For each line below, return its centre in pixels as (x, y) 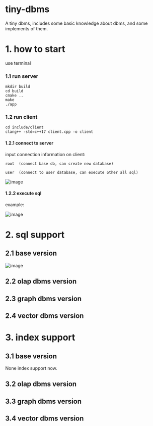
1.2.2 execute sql (23, 194)
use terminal (18, 63)
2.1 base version (31, 253)
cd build (14, 91)
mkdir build (18, 87)
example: (15, 204)
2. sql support (35, 235)
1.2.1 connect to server (29, 143)
